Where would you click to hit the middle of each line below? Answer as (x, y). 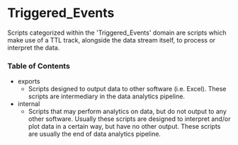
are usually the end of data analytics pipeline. (95, 134)
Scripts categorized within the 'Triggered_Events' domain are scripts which (117, 33)
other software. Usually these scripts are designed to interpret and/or (129, 119)
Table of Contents (39, 66)
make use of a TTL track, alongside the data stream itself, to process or (112, 40)
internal (29, 104)
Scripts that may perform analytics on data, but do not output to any (127, 112)
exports (29, 81)
